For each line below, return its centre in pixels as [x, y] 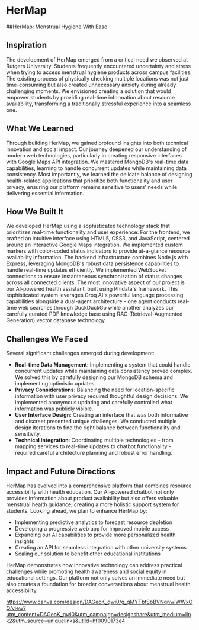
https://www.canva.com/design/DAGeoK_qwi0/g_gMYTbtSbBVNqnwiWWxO [99, 602]
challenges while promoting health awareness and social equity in [86, 571]
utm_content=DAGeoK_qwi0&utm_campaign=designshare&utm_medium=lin [99, 614]
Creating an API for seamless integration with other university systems [100, 547]
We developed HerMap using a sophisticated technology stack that [88, 226]
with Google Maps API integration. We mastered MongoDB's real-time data [97, 162]
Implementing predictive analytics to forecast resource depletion [94, 522]
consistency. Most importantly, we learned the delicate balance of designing [99, 174]
